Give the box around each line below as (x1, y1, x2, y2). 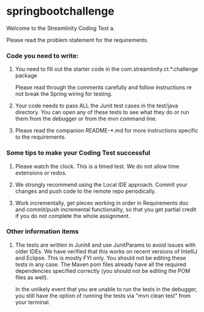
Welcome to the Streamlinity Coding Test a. (6, 24, 115, 32)
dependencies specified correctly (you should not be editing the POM (15, 267, 191, 274)
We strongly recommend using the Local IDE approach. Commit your (15, 181, 188, 188)
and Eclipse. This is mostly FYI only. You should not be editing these (15, 254, 186, 261)
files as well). (15, 274, 49, 281)
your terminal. (15, 298, 51, 306)
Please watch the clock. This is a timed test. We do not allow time (15, 162, 180, 170)
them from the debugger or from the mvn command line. (15, 115, 157, 123)
